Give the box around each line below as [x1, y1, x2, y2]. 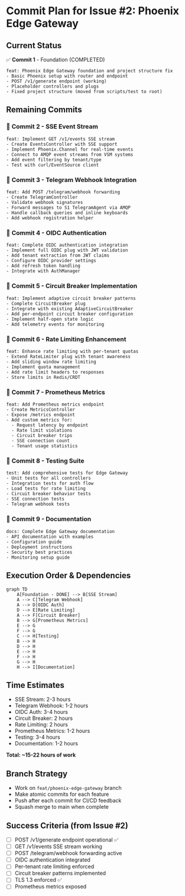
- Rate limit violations [11, 428, 73, 433]
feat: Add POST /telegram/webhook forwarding [6, 189, 120, 195]
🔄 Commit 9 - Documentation [6, 515, 92, 523]
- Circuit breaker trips [11, 433, 73, 439]
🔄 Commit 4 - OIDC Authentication [6, 228, 107, 237]
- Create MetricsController [6, 407, 76, 413]
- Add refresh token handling [6, 263, 81, 269]
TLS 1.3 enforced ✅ [14, 876, 62, 884]
